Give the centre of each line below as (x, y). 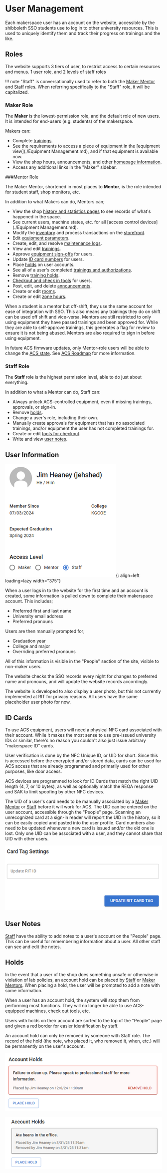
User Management (44, 9)
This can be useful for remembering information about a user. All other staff (83, 941)
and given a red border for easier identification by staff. (62, 1026)
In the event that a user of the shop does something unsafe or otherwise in (82, 974)
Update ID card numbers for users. (48, 259)
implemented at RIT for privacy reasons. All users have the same (72, 697)
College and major (31, 646)
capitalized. (17, 92)
